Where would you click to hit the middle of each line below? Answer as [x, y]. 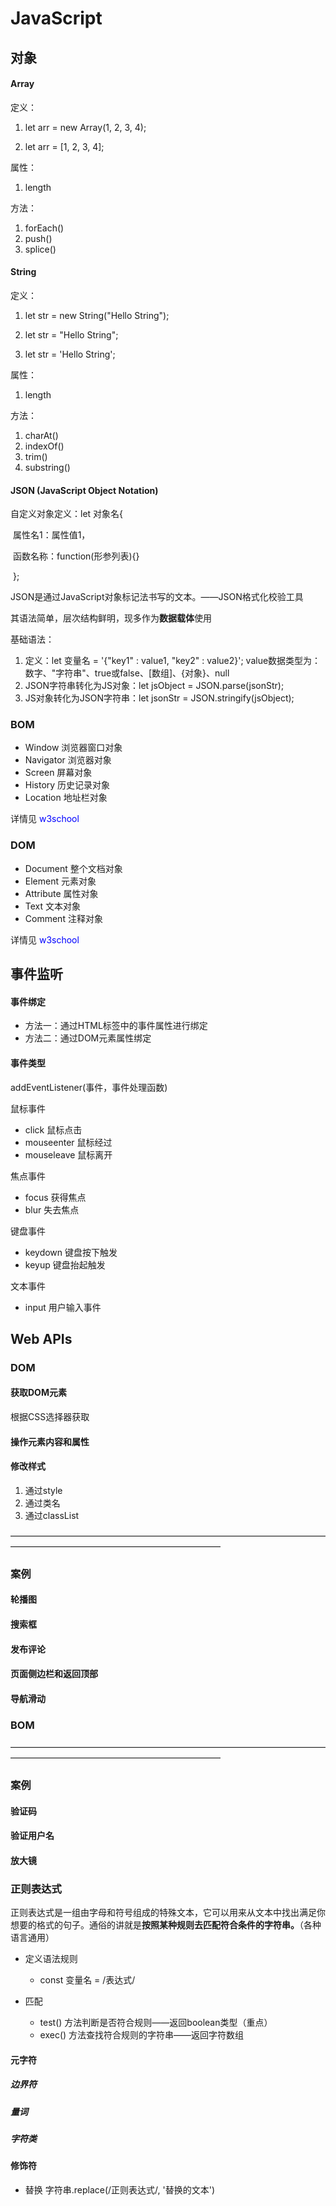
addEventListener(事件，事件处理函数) [89, 1087]
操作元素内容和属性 [50, 1441]
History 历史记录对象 [67, 785]
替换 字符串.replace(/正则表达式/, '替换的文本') [120, 2190]
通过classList [52, 1515]
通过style [43, 1490]
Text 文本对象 [53, 906]
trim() [36, 456]
